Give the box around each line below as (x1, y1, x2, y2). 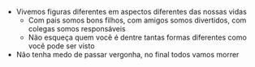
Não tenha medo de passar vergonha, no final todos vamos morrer (15, 50, 240, 59)
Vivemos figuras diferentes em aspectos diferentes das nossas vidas (15, 7, 248, 16)
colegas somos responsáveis (28, 24, 126, 33)
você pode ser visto (28, 41, 95, 51)
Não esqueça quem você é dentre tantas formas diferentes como (28, 32, 248, 42)
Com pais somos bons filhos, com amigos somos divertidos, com (28, 15, 247, 25)
